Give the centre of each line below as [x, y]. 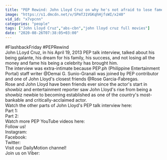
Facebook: [16, 137]
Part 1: [12, 111]
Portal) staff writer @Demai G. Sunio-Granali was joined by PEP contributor [82, 74]
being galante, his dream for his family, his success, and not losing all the [80, 58]
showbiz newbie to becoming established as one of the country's [72, 95]
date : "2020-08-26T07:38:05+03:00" [42, 33]
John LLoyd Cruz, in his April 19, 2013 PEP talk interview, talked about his [80, 52]
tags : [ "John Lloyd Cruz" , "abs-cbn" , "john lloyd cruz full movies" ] [78, 28]
